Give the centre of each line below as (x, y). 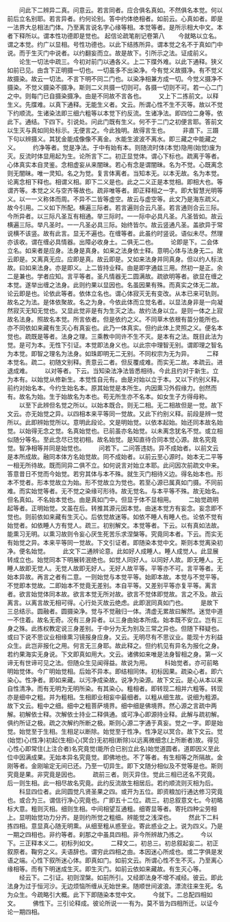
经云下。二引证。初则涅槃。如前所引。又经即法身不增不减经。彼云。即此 (121, 877)
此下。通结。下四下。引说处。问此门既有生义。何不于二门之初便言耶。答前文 (115, 122)
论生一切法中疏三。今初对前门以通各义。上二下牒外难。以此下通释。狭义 (121, 61)
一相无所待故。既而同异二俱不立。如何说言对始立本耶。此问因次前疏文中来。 (115, 465)
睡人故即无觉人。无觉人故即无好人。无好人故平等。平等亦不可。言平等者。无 (115, 568)
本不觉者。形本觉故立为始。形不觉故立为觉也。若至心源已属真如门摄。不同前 (115, 482)
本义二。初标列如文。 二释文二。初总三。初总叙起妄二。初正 (128, 843)
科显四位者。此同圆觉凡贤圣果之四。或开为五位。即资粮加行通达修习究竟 (121, 791)
